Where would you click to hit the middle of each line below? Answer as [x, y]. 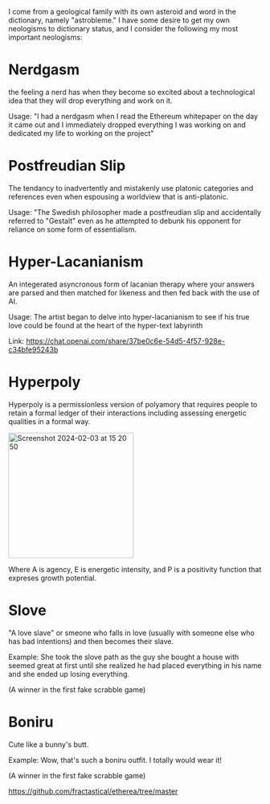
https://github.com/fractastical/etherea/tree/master [93, 791]
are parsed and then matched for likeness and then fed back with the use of [134, 292]
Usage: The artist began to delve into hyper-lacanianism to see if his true [129, 316]
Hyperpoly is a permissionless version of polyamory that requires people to [133, 404]
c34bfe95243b [33, 349]
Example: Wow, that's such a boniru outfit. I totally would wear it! [115, 760]
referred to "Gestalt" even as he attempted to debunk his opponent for [125, 221]
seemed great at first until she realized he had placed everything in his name [135, 665]
